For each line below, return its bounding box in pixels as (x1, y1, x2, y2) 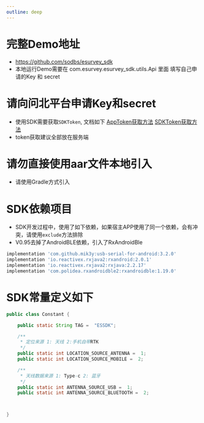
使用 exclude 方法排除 (31, 231, 83, 239)
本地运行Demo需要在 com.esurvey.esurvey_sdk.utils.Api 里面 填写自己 (15, 65, 192, 72)
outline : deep (6, 9, 43, 15)
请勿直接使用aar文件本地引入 (6, 157, 152, 171)
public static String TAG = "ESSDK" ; (17, 322, 116, 328)
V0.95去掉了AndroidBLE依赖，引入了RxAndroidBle (15, 239, 143, 246)
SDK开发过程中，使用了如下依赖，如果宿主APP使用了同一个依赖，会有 (15, 223, 193, 231)
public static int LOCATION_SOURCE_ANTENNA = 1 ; (17, 350, 147, 357)
